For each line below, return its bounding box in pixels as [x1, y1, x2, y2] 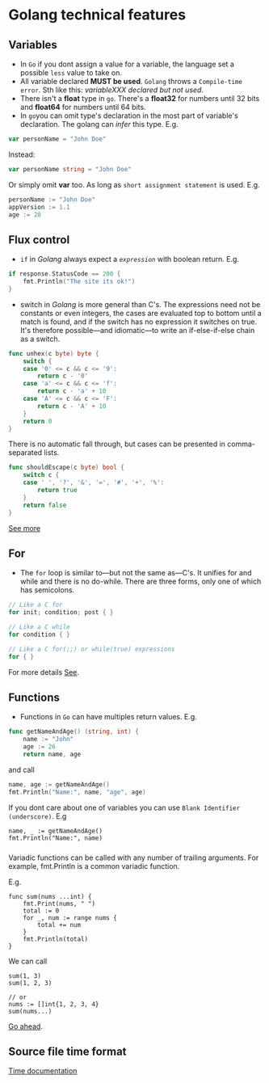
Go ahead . [8, 1021, 43, 1031]
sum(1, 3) [8, 971, 42, 980]
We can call [8, 956, 48, 966]
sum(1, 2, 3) [8, 979, 53, 987]
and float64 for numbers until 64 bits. [19, 103, 147, 112]
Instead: [8, 150, 36, 159]
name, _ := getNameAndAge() [8, 827, 103, 835]
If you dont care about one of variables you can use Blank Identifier [8, 803, 241, 812]
